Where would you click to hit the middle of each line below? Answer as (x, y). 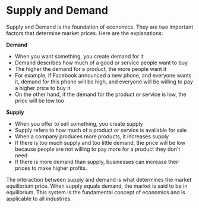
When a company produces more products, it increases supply (92, 136)
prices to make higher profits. (51, 168)
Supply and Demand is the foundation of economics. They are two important (100, 27)
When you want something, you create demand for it (79, 56)
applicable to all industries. (39, 198)
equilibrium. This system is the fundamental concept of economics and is (96, 192)
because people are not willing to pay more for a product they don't (97, 149)
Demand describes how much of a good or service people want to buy (101, 63)
